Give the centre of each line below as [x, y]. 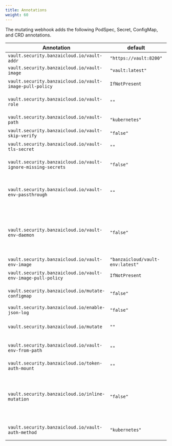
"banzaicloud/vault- [135, 259]
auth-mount [21, 368]
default [136, 48]
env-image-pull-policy [35, 278]
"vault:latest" [128, 70]
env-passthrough [28, 195]
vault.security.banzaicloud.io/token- [55, 363]
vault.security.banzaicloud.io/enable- [56, 307]
